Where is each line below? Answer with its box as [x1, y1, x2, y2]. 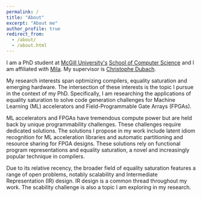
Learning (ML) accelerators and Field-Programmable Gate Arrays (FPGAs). [6, 102, 192, 110]
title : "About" [6, 14, 45, 20]
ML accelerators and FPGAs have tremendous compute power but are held [6, 114, 192, 121]
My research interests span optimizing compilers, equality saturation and [6, 77, 188, 84]
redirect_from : [6, 31, 45, 37]
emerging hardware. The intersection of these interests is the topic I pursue [6, 83, 194, 90]
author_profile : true [6, 25, 61, 32]
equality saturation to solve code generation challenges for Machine [6, 96, 176, 103]
